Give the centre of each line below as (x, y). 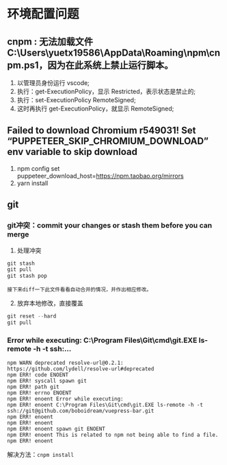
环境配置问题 (43, 14)
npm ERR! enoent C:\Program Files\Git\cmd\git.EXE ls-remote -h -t (105, 405)
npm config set (38, 168)
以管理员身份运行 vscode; (53, 83)
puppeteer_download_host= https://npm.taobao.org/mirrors (100, 176)
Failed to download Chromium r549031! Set (102, 131)
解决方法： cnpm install (40, 455)
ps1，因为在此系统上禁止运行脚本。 (98, 65)
